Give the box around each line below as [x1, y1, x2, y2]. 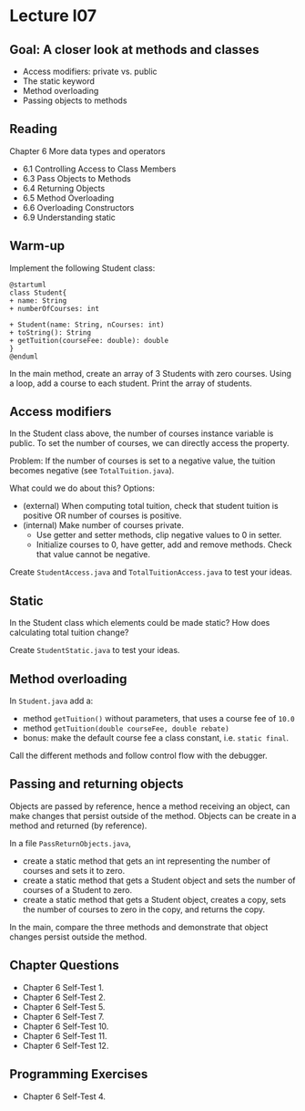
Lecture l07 [9, 5, 97, 26]
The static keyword [22, 76, 96, 87]
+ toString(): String [9, 327, 92, 337]
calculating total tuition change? [9, 627, 129, 639]
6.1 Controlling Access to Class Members [22, 163, 177, 174]
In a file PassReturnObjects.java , [9, 837, 132, 848]
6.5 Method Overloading [22, 192, 115, 203]
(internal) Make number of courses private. [22, 520, 184, 531]
